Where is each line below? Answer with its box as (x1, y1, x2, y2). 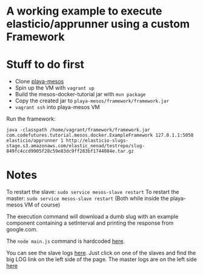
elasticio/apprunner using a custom (6, 17, 190, 31)
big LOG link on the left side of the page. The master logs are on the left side (6, 256, 197, 263)
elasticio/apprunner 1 (6, 137, 64, 144)
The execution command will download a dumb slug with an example (6, 213, 179, 220)
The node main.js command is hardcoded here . (6, 237, 125, 245)
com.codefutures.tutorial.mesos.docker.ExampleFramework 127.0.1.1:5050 (6, 132, 194, 139)
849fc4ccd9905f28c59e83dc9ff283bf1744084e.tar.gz (6, 148, 135, 154)
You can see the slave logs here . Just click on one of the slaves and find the (6, 250, 196, 257)
